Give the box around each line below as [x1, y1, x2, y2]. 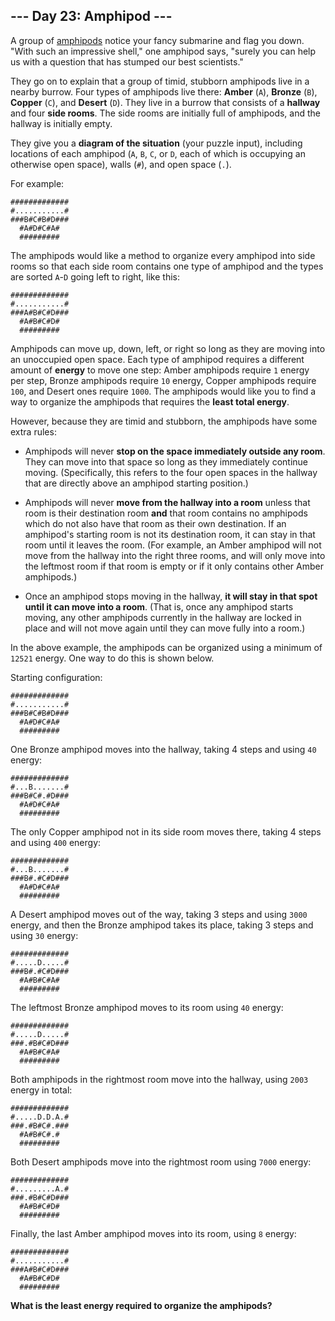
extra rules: [10, 425, 57, 438]
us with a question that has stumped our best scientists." [10, 55, 244, 68]
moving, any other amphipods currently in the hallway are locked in [24, 611, 302, 623]
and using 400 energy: [10, 836, 102, 848]
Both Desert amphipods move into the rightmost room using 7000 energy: [10, 1155, 312, 1168]
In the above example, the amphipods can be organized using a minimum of [10, 641, 323, 653]
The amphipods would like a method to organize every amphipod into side [10, 249, 316, 261]
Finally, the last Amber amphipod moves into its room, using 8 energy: [10, 1227, 297, 1239]
